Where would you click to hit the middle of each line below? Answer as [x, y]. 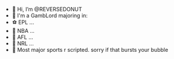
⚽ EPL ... [23, 22]
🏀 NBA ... [23, 31]
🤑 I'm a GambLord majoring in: [50, 15]
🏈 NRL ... [23, 44]
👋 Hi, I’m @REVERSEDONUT [47, 9]
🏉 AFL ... [22, 37]
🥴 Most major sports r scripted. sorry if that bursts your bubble [90, 50]
